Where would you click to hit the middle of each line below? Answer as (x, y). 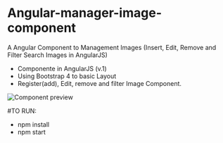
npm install (33, 124)
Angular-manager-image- (84, 13)
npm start (31, 132)
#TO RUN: (22, 111)
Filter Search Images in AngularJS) (57, 55)
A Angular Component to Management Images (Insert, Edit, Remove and (112, 47)
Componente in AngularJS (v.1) (62, 68)
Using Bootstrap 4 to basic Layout (67, 76)
